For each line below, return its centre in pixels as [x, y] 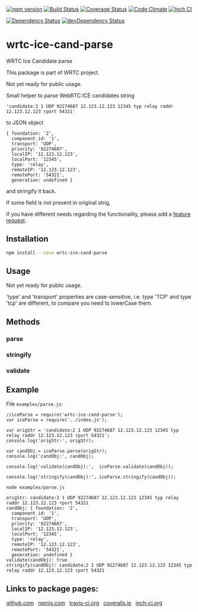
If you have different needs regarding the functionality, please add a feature [98, 214]
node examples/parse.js [36, 487]
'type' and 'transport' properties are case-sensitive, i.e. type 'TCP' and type [99, 297]
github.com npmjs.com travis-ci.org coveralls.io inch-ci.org [84, 603]
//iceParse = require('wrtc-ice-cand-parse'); [65, 415]
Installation [27, 239]
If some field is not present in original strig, [58, 202]
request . [16, 220]
